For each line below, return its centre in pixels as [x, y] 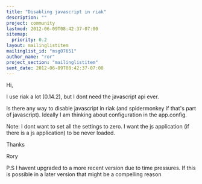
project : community [31, 23]
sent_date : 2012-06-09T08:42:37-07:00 [55, 68]
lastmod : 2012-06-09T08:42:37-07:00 [52, 29]
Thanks [16, 145]
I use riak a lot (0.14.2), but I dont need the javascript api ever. [83, 97]
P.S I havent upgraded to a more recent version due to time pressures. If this [101, 168]
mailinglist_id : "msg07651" [42, 51]
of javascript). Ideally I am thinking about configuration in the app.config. [96, 115]
